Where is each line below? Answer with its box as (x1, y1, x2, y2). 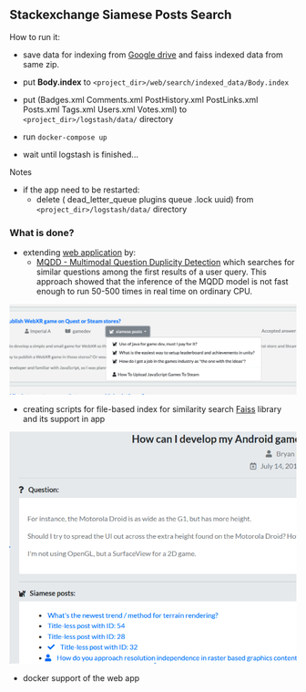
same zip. (22, 58, 60, 69)
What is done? (9, 226, 75, 239)
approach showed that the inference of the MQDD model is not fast (36, 276, 289, 287)
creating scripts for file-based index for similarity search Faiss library (22, 404, 282, 415)
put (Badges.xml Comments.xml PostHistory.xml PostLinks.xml (22, 94, 259, 105)
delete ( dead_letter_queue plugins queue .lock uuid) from (36, 193, 254, 204)
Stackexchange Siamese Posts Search (9, 7, 232, 23)
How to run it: (9, 31, 61, 42)
